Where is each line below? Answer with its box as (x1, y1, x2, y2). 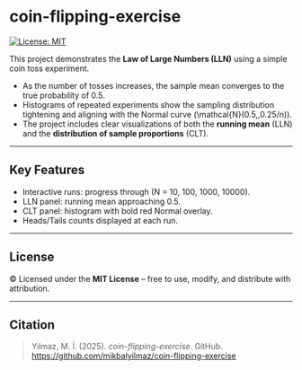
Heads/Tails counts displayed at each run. (22, 215, 178, 225)
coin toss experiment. (9, 63, 90, 74)
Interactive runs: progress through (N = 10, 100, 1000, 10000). (22, 186, 251, 197)
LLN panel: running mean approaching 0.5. (22, 196, 182, 207)
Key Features (9, 163, 85, 178)
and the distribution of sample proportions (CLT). (22, 128, 209, 138)
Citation (9, 317, 56, 332)
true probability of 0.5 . (22, 90, 105, 101)
